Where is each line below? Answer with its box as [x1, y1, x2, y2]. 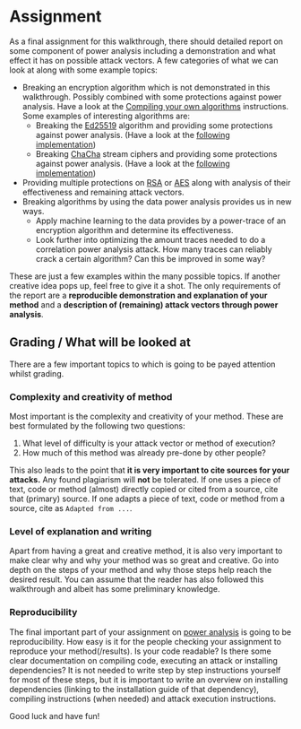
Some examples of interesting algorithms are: [21, 110, 191, 121]
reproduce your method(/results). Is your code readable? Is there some [9, 646, 271, 656]
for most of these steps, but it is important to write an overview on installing [9, 674, 288, 685]
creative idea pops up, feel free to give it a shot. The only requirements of [9, 280, 281, 291]
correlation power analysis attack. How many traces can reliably [35, 244, 272, 255]
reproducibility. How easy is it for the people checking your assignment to [9, 636, 282, 647]
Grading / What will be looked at [9, 334, 191, 351]
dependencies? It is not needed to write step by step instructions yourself [9, 664, 281, 675]
